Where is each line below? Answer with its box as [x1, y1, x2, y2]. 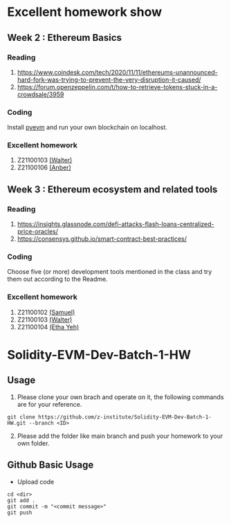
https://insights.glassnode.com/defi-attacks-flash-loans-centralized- [17, 220, 214, 228]
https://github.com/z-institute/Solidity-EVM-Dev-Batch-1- [37, 413, 212, 421]
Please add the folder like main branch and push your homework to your [17, 432, 223, 440]
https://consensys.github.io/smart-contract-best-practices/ [17, 235, 187, 243]
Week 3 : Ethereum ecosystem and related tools [7, 183, 218, 195]
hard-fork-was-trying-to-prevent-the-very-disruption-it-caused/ [17, 75, 202, 84]
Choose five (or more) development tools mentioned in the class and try [7, 268, 212, 276]
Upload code [17, 477, 55, 486]
